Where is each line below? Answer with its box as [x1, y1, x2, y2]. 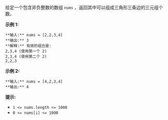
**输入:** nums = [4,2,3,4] [5, 79, 63, 84]
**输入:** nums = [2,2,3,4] [5, 32, 63, 37]
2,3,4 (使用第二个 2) [5, 54, 47, 59]
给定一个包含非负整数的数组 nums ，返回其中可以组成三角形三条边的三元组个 [5, 5, 163, 10]
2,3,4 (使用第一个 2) [5, 49, 47, 54]
